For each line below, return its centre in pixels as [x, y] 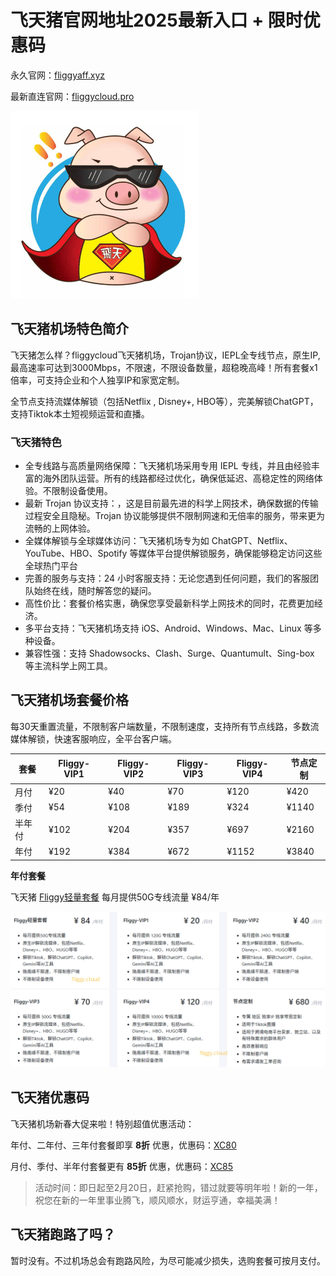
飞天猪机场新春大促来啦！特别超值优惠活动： [102, 1123]
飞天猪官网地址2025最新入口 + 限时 [156, 20]
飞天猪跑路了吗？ [63, 1234]
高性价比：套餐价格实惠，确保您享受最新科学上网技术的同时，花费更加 [169, 603]
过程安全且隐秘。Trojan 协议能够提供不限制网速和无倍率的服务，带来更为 [174, 516]
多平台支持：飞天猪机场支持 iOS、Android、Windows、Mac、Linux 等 [168, 628]
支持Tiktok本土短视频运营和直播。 [80, 413]
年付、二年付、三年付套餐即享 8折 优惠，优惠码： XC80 [123, 1145]
